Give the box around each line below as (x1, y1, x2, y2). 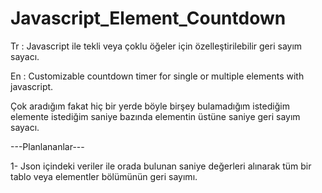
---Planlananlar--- (10, 140, 85, 152)
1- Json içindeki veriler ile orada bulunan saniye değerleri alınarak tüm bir (10, 160, 312, 172)
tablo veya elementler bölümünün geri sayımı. (10, 170, 198, 182)
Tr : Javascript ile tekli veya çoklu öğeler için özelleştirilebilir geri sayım (10, 40, 303, 52)
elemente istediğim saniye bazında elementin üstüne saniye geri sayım (10, 110, 301, 122)
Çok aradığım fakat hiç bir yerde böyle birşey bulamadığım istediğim (10, 100, 290, 112)
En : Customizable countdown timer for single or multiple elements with (10, 70, 305, 82)
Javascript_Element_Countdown (10, 7, 287, 30)
